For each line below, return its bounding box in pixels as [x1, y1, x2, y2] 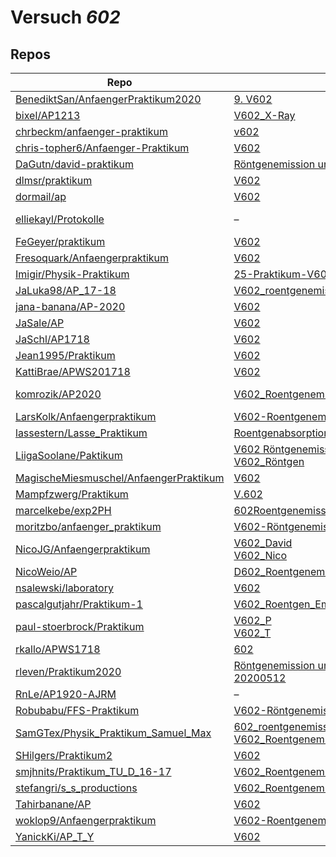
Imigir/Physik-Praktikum [15, 267, 130, 281]
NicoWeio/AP [15, 565, 78, 578]
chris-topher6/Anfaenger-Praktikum [15, 141, 190, 155]
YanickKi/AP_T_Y [15, 830, 95, 843]
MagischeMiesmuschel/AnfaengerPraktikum [15, 471, 225, 485]
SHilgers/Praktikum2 [15, 749, 113, 762]
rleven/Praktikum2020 [15, 665, 122, 678]
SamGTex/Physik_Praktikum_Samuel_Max [15, 726, 212, 740]
